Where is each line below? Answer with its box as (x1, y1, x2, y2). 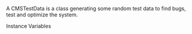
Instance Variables (6, 23, 51, 29)
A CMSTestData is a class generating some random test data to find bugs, (6, 5, 186, 12)
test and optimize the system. (6, 11, 78, 18)
